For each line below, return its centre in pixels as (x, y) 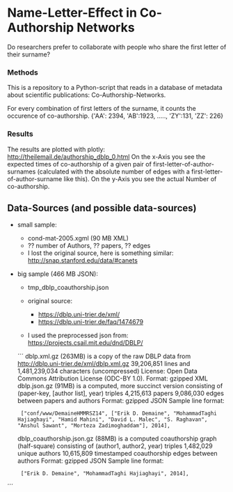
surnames (22, 171)
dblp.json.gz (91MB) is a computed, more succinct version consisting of (120, 386)
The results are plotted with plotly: (56, 149)
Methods (23, 72)
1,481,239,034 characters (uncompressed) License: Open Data (107, 371)
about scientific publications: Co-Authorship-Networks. (87, 95)
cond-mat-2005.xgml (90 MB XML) (78, 238)
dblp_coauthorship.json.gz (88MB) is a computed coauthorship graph (117, 439)
